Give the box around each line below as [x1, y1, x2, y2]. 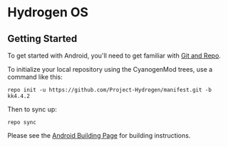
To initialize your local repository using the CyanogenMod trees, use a [7, 65, 213, 73]
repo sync [7, 119, 37, 126]
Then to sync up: [7, 105, 57, 114]
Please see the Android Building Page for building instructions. [7, 131, 191, 139]
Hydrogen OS [7, 4, 89, 21]
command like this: [7, 72, 63, 81]
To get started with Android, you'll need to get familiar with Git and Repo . [7, 51, 221, 60]
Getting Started [7, 33, 78, 45]
